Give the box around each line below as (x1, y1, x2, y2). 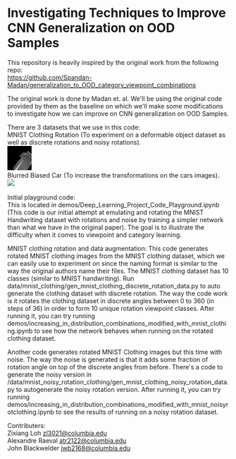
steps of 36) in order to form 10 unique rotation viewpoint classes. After (7, 304, 215, 312)
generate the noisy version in (7, 370, 92, 379)
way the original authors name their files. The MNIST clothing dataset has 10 (7, 267, 229, 275)
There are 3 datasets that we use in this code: (7, 123, 141, 131)
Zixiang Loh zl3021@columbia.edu (7, 429, 107, 437)
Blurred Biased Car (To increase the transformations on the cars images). (7, 171, 220, 179)
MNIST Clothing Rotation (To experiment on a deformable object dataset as (7, 130, 226, 139)
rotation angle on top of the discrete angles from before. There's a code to (7, 362, 223, 371)
